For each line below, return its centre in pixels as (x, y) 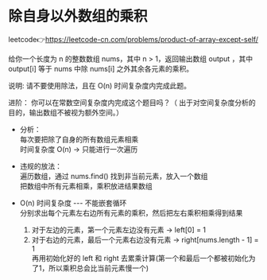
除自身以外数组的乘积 (78, 16)
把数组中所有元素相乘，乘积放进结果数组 (86, 186)
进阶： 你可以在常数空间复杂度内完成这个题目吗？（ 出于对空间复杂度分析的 (132, 102)
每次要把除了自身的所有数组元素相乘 (79, 139)
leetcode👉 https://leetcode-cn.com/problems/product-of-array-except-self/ (133, 39)
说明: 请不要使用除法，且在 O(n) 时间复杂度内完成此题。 (100, 85)
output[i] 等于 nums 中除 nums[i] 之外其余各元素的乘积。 (101, 68)
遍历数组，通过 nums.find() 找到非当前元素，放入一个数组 (114, 176)
